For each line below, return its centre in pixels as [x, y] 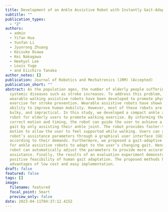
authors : [14, 29]
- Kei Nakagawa [25, 57]
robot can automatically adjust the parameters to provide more [78, 150]
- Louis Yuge [23, 66]
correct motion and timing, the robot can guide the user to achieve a [86, 122]
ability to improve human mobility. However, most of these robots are [86, 108]
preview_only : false [31, 196]
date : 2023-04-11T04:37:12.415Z [39, 201]
